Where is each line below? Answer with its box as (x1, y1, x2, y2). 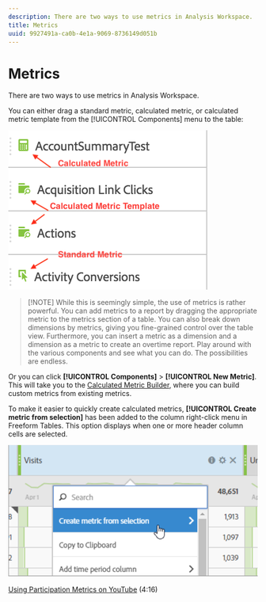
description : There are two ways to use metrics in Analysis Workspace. (8, 13, 253, 21)
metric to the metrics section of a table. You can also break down (27, 314, 241, 324)
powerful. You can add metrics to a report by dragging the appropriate (27, 306, 257, 316)
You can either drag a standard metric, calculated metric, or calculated (8, 106, 239, 116)
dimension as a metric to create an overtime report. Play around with (27, 340, 252, 349)
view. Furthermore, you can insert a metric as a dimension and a (27, 331, 237, 341)
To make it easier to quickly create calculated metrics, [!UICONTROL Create (8, 404, 257, 413)
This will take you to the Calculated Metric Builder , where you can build (8, 380, 240, 390)
